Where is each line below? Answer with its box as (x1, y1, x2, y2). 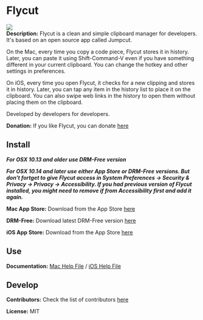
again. (6, 193, 23, 200)
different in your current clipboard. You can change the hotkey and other (6, 61, 188, 68)
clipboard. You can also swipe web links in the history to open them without (6, 92, 196, 99)
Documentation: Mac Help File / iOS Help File (6, 262, 122, 270)
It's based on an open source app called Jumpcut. (6, 36, 132, 43)
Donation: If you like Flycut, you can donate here (6, 122, 129, 129)
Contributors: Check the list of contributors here (6, 296, 129, 304)
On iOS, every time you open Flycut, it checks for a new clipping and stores (6, 79, 195, 86)
